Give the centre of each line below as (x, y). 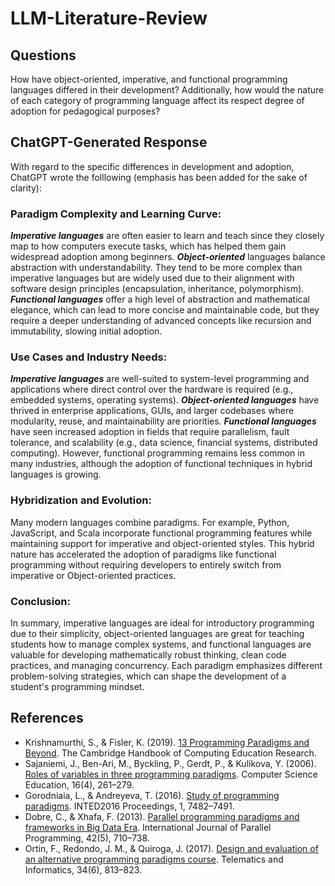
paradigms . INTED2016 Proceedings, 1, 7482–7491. (129, 806)
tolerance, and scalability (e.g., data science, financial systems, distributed (164, 443)
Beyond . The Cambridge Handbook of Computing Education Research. (170, 753)
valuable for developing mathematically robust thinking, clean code (148, 655)
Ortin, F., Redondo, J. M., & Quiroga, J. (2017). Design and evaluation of (171, 848)
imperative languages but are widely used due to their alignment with (152, 278)
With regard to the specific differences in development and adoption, (152, 166)
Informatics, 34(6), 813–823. (83, 869)
